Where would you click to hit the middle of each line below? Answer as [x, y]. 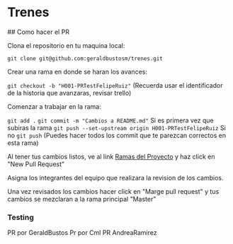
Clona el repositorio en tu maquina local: [66, 45]
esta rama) [23, 143]
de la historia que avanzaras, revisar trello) [69, 93]
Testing [21, 217]
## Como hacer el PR [38, 32]
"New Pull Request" [36, 164]
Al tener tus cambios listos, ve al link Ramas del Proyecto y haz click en [111, 156]
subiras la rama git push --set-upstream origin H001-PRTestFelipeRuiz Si [117, 127]
